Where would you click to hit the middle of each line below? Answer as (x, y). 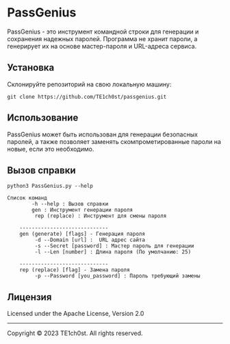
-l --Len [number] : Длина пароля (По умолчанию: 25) (113, 252)
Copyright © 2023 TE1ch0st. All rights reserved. (75, 333)
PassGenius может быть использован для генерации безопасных (103, 134)
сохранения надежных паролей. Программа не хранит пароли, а (102, 38)
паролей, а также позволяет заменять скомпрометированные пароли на (114, 141)
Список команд (27, 198)
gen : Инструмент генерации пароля (82, 210)
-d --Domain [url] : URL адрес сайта (90, 240)
